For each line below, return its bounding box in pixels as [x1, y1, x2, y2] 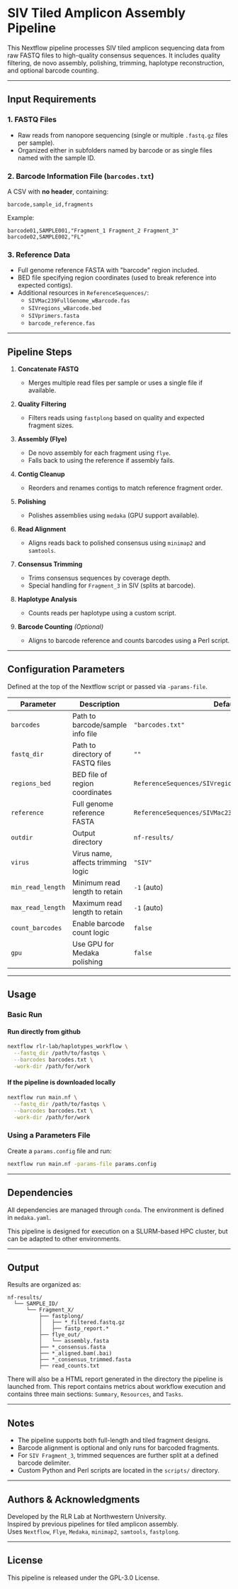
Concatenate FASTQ [17, 365, 79, 373]
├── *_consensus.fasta [38, 1343, 106, 1351]
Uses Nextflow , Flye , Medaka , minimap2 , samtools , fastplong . [7, 1527, 181, 1536]
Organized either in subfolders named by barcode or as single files [17, 145, 212, 154]
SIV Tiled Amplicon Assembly [7, 5, 186, 21]
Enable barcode [72, 918, 125, 928]
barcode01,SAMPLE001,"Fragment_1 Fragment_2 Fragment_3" [7, 227, 179, 234]
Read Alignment [17, 525, 67, 534]
